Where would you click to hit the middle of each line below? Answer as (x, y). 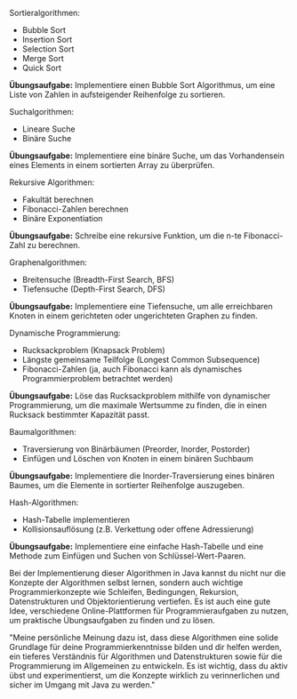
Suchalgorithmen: (42, 112)
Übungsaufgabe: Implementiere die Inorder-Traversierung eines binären (142, 476)
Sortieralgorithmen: (44, 13)
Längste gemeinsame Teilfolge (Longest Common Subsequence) (141, 360)
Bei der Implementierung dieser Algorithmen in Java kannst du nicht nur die (148, 573)
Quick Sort (42, 68)
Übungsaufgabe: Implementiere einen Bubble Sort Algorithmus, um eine (142, 85)
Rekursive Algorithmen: (52, 182)
